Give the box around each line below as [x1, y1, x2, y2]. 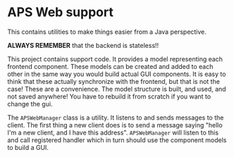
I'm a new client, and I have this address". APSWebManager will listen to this [7, 128, 219, 137]
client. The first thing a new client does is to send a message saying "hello [7, 120, 223, 129]
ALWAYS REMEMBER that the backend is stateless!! [7, 41, 159, 49]
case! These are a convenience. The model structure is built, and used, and [7, 84, 227, 93]
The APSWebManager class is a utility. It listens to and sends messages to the [7, 113, 224, 122]
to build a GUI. [7, 143, 49, 151]
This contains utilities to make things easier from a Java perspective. [7, 27, 207, 36]
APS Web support [7, 4, 114, 20]
